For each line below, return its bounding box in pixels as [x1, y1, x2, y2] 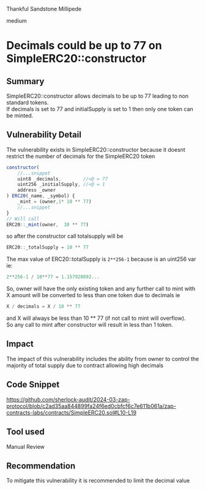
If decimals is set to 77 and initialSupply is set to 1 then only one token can [6, 106, 194, 112]
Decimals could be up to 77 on [6, 39, 162, 53]
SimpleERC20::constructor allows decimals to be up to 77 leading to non [6, 92, 188, 99]
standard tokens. [6, 99, 49, 106]
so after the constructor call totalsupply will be [6, 233, 124, 240]
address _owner [17, 187, 56, 193]
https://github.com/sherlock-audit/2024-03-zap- [6, 395, 130, 403]
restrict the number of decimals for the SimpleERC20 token [6, 152, 155, 160]
